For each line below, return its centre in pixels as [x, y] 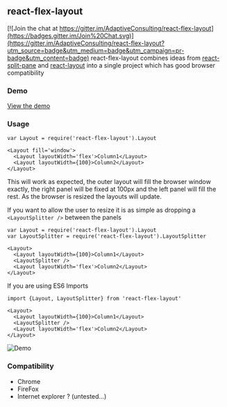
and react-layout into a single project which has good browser [127, 65]
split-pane [22, 65]
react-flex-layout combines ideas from [146, 58]
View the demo [29, 106]
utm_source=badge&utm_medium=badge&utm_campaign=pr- [96, 50]
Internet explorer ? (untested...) [62, 396]
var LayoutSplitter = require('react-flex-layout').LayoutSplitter [107, 236]
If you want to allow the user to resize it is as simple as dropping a [101, 210]
